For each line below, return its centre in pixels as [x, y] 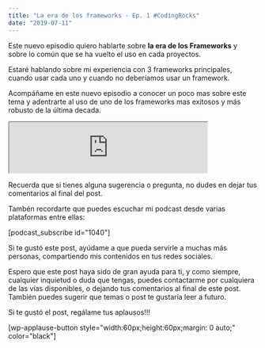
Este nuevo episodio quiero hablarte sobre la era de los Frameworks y [123, 45]
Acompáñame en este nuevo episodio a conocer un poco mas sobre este [127, 93]
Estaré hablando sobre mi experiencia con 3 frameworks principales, [120, 69]
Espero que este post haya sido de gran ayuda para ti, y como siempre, [125, 271]
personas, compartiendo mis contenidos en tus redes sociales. [111, 256]
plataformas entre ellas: [47, 217]
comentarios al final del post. [55, 193]
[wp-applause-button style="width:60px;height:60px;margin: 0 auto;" [122, 327]
